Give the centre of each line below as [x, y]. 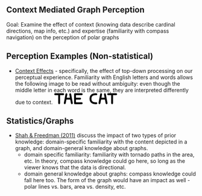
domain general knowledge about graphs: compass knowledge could [110, 174]
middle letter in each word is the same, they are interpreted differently [102, 90]
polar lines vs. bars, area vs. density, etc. [75, 187]
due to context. [34, 102]
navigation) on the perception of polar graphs [63, 37]
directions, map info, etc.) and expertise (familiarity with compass [88, 31]
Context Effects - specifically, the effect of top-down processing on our [104, 71]
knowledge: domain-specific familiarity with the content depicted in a [101, 142]
